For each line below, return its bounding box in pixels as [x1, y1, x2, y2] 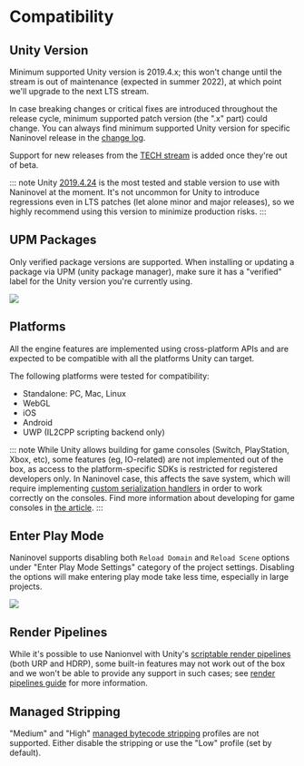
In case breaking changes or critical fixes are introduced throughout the [9, 103, 279, 114]
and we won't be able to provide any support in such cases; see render [9, 668, 276, 679]
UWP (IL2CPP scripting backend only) [22, 427, 165, 437]
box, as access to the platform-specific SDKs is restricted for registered [9, 463, 279, 474]
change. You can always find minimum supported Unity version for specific [9, 123, 290, 133]
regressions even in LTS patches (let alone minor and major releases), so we [9, 197, 295, 207]
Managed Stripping [9, 703, 121, 719]
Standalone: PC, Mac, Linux [22, 388, 127, 398]
